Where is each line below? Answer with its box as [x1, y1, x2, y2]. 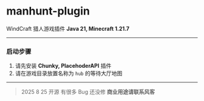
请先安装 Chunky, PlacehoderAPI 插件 [15, 62, 112, 70]
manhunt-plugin [6, 4, 90, 18]
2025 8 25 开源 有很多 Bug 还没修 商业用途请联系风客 [21, 88, 155, 96]
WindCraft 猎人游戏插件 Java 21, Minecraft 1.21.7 [6, 25, 129, 32]
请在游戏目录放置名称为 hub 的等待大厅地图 [15, 70, 123, 77]
